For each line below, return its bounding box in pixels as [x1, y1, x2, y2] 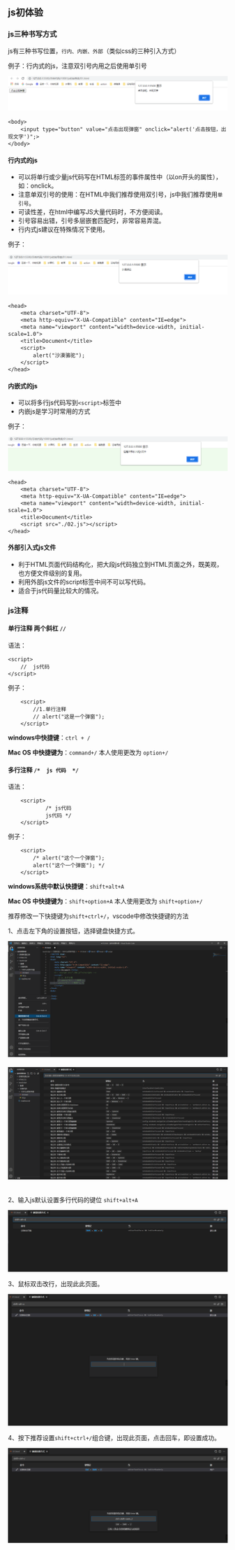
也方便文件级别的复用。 [17, 569, 86, 577]
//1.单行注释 [33, 705, 67, 712]
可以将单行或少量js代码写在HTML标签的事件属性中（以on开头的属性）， [17, 173, 222, 181]
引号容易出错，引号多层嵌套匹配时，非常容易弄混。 [17, 216, 165, 225]
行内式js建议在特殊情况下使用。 [17, 225, 109, 234]
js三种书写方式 [8, 29, 57, 39]
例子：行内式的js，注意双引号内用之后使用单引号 [8, 62, 147, 70]
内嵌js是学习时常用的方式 [17, 407, 91, 416]
